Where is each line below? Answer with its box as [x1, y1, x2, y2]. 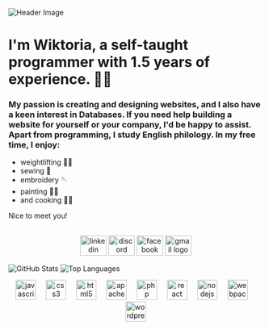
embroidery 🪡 [19, 175, 69, 185]
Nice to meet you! [8, 211, 68, 221]
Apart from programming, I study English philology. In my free [8, 129, 256, 140]
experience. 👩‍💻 [8, 70, 112, 89]
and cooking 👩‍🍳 [19, 195, 74, 205]
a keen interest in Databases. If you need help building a [8, 109, 233, 120]
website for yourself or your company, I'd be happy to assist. [8, 119, 252, 131]
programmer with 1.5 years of [8, 53, 210, 72]
